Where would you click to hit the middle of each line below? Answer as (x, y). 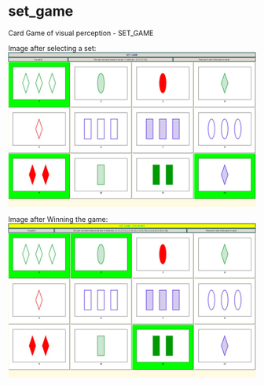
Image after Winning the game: (58, 219)
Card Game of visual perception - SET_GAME (81, 33)
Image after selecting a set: (52, 48)
